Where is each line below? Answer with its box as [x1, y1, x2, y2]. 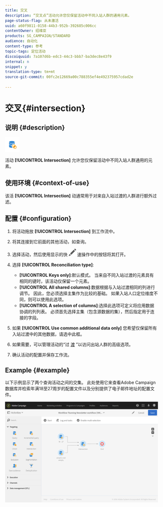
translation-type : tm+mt [5, 70, 55, 74]
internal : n [5, 59, 29, 64]
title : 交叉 [5, 8, 28, 13]
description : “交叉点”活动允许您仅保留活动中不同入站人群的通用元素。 [5, 13, 132, 18]
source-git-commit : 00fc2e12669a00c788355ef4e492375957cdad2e [5, 74, 133, 80]
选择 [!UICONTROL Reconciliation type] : [12, 262, 94, 268]
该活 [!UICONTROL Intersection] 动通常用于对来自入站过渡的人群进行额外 [5, 193, 153, 199]
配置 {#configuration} [5, 215, 72, 223]
